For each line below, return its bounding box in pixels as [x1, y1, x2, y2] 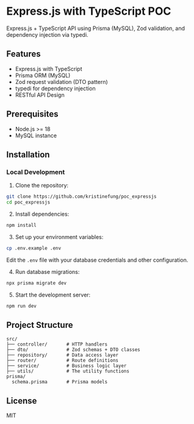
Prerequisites [6, 109, 59, 119]
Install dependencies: [15, 210, 70, 218]
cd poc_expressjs [6, 199, 51, 206]
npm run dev [6, 303, 37, 309]
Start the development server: [15, 291, 91, 298]
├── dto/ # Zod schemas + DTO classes [6, 347, 140, 353]
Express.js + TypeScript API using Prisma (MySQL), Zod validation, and [6, 25, 185, 32]
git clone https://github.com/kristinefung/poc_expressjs [6, 194, 157, 200]
